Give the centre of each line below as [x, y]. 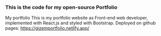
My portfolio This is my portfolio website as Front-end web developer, [77, 18]
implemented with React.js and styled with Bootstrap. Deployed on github [80, 23]
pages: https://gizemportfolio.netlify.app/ [47, 28]
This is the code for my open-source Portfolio [61, 7]
